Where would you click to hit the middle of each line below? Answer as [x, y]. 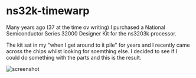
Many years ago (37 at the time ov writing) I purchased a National [86, 27]
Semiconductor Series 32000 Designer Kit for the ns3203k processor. [92, 33]
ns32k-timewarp [48, 11]
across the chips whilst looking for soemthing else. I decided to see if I [92, 51]
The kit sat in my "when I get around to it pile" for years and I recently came [98, 45]
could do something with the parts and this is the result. [74, 57]
